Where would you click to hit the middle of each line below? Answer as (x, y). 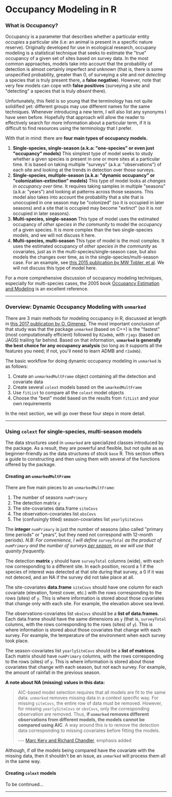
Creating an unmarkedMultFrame (38, 476)
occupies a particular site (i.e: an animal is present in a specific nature (79, 42)
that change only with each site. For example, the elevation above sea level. (85, 604)
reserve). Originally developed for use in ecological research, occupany (81, 48)
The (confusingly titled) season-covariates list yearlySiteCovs (78, 520)
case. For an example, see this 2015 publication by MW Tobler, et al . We (89, 263)
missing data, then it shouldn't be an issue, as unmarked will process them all (85, 756)
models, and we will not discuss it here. (54, 235)
